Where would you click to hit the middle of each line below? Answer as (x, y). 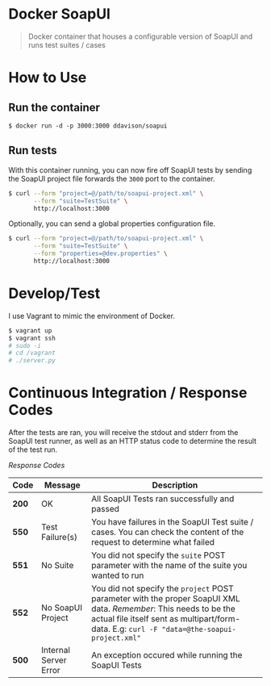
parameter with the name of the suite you (169, 566)
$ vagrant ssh (32, 338)
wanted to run (118, 575)
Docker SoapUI (60, 14)
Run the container (54, 107)
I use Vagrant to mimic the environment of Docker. (92, 316)
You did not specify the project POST (163, 588)
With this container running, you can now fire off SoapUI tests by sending (130, 169)
